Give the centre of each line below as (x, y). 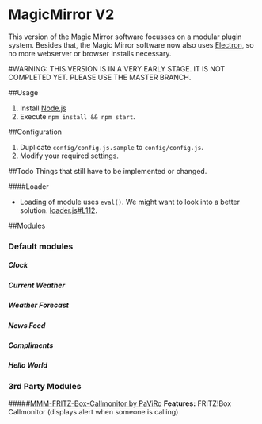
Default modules (41, 246)
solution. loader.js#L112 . (58, 210)
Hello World (28, 365)
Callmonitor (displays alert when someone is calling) (93, 412)
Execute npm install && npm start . (78, 116)
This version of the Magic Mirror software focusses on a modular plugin (125, 37)
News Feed (27, 325)
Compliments (31, 345)
